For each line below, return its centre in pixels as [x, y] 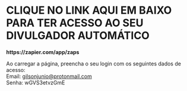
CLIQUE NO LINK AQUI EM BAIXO [89, 10]
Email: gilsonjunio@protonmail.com [49, 76]
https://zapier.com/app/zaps [43, 52]
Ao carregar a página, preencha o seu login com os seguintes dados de [93, 64]
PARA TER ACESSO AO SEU [75, 23]
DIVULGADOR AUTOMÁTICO [78, 36]
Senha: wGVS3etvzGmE [36, 82]
